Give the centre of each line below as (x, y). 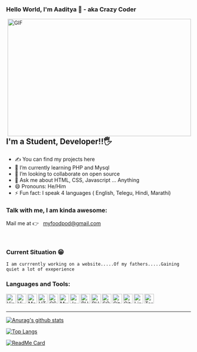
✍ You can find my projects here (55, 159)
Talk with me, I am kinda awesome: (57, 210)
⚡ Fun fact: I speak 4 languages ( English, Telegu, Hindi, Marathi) (93, 192)
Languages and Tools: (38, 284)
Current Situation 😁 (35, 252)
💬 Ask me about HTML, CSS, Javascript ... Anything (77, 180)
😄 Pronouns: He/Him (40, 186)
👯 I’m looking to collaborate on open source (67, 174)
